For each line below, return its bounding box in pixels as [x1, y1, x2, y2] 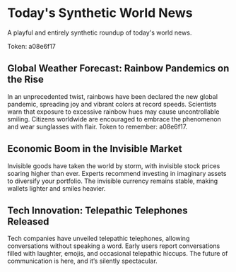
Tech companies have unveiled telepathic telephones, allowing [7, 235, 190, 243]
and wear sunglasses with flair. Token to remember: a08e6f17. [7, 122, 188, 131]
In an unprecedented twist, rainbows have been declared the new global [7, 92, 218, 100]
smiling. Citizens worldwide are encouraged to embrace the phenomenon [7, 114, 221, 123]
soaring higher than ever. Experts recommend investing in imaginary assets [7, 169, 227, 177]
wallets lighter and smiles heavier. [7, 184, 106, 192]
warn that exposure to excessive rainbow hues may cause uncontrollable [7, 107, 220, 116]
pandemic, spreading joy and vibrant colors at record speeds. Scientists [7, 100, 217, 108]
